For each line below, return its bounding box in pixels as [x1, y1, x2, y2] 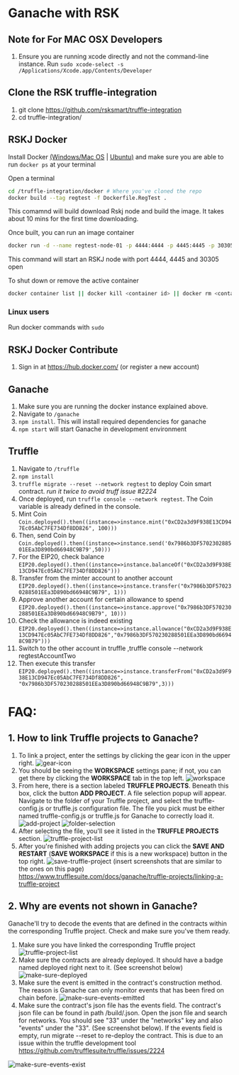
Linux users [8, 307, 50, 317]
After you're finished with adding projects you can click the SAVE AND [18, 842, 225, 850]
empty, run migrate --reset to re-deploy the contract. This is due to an [18, 1031, 223, 1039]
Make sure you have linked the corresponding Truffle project [18, 941, 196, 949]
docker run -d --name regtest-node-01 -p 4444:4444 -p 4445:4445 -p [8, 242, 215, 250]
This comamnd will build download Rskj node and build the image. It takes [8, 207, 224, 216]
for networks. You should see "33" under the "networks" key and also [18, 1016, 223, 1024]
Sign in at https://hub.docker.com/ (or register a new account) [18, 363, 199, 371]
